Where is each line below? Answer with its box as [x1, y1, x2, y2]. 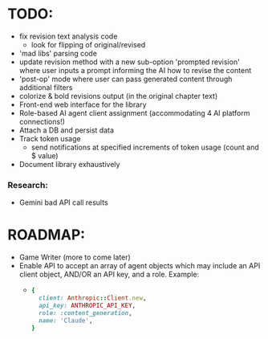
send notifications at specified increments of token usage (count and [30, 142, 259, 152]
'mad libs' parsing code [18, 48, 98, 58]
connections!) [18, 116, 66, 126]
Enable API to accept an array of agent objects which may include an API [18, 261, 261, 271]
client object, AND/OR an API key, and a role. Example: [18, 270, 200, 280]
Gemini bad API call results [18, 198, 109, 207]
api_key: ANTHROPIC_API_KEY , [38, 301, 136, 309]
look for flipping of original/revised [30, 39, 146, 49]
